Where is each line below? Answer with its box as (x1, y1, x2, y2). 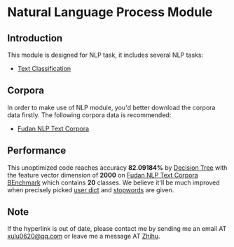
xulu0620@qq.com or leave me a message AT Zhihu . (7, 232, 160, 241)
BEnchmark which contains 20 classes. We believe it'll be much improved (7, 178, 220, 187)
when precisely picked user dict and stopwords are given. (7, 185, 174, 194)
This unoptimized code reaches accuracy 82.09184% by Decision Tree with (7, 163, 228, 172)
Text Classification (17, 65, 71, 72)
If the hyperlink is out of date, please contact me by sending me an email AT (7, 225, 227, 233)
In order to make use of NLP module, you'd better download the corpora (7, 103, 216, 112)
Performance (7, 145, 67, 156)
